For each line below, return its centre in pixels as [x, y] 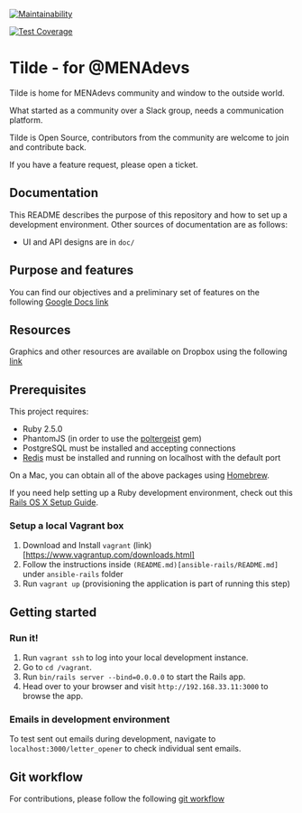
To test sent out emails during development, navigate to [113, 739]
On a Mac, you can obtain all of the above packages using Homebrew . [140, 475]
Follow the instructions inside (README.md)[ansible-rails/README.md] [151, 565]
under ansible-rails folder [73, 575]
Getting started [53, 612]
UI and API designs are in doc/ [78, 242]
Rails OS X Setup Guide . [54, 502]
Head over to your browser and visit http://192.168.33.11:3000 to [145, 687]
